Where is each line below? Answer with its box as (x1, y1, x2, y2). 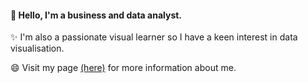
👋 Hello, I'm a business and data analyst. (10, 9, 183, 21)
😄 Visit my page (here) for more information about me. (10, 62, 237, 74)
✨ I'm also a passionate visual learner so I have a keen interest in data (10, 31, 298, 43)
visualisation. (10, 42, 65, 55)
